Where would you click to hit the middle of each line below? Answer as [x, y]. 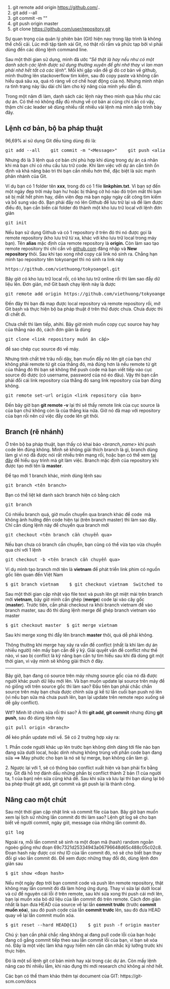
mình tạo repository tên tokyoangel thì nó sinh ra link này [65, 259]
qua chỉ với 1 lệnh [23, 550]
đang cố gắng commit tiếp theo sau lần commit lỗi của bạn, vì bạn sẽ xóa [81, 940]
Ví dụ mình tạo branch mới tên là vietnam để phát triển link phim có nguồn [83, 569]
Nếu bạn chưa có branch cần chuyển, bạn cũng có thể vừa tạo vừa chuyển [83, 544]
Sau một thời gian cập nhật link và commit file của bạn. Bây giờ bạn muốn [82, 812]
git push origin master [35, 23]
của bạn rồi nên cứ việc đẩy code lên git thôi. [52, 416]
